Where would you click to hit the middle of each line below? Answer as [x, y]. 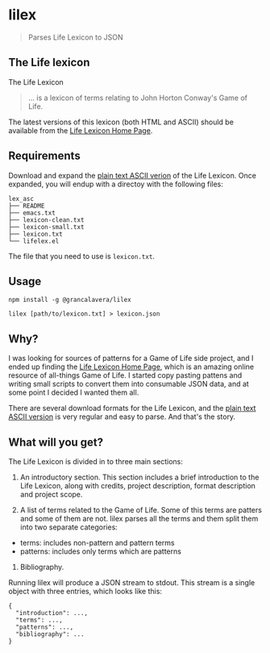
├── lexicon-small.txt [46, 227]
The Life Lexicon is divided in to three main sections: [96, 461]
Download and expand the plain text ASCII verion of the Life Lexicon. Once [132, 175]
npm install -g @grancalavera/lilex [70, 300]
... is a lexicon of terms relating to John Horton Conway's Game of [138, 98]
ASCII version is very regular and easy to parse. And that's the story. [122, 416]
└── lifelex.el [34, 241]
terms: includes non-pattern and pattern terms [97, 543]
